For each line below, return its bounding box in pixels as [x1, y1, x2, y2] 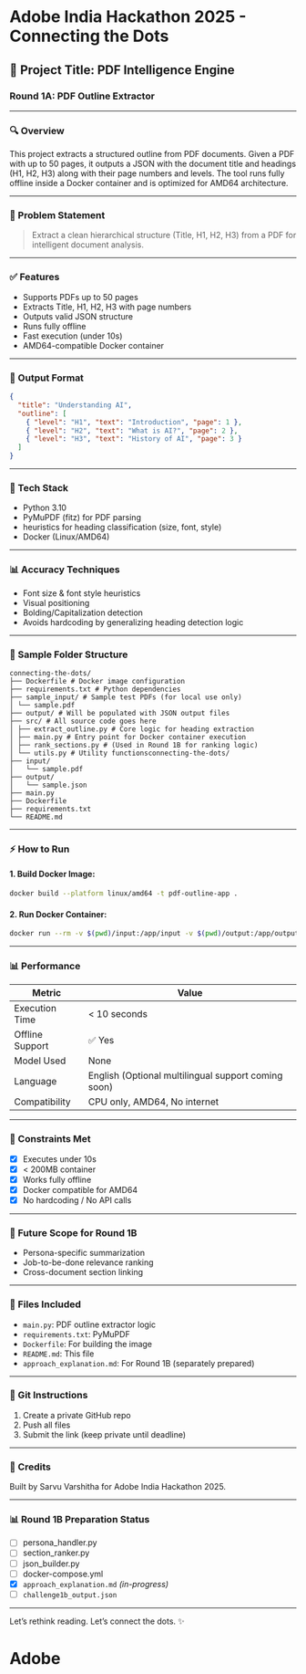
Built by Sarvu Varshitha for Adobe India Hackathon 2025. [9, 1481, 226, 1492]
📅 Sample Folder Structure [9, 648, 128, 661]
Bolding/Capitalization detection [22, 607, 144, 618]
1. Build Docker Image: [9, 869, 96, 880]
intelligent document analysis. [31, 239, 144, 250]
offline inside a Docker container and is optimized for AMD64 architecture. [9, 178, 289, 189]
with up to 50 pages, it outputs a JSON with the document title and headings [9, 158, 297, 170]
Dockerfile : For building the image [22, 1338, 153, 1349]
